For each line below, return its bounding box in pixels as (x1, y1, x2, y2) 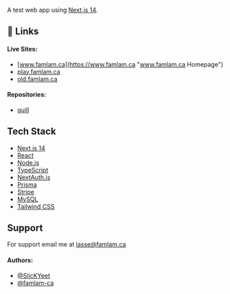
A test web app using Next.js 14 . (7, 6, 98, 14)
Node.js (16, 158, 40, 167)
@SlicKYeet (16, 271, 50, 280)
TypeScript (16, 166, 49, 174)
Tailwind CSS (16, 202, 55, 210)
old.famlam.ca (16, 75, 58, 83)
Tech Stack (7, 126, 56, 137)
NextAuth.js (16, 173, 51, 181)
